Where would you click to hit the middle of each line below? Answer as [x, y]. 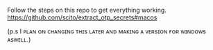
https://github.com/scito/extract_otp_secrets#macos [82, 17]
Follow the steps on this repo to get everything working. [87, 10]
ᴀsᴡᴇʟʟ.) [19, 40]
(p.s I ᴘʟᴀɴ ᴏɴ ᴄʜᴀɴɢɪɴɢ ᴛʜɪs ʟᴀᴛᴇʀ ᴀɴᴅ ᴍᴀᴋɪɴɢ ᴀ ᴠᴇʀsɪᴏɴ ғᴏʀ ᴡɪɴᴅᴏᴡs [107, 31]
